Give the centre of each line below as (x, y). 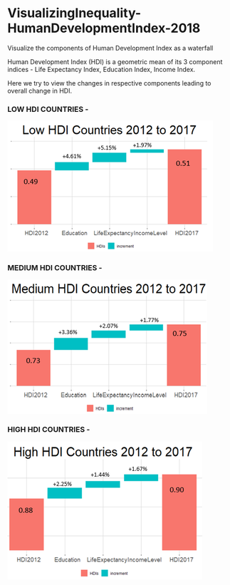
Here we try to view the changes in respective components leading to (109, 83)
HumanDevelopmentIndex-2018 (104, 28)
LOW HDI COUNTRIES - (48, 109)
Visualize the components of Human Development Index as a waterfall (110, 48)
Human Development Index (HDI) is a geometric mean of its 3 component (115, 61)
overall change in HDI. (40, 90)
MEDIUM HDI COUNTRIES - (55, 268)
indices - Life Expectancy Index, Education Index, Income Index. (101, 69)
